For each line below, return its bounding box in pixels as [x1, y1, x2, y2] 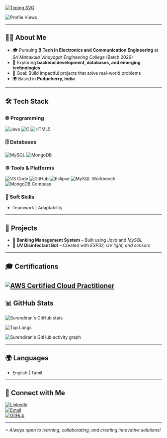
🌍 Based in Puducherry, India [12, 75, 75, 82]
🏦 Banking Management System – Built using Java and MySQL [12, 237, 143, 243]
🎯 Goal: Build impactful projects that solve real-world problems [12, 70, 141, 76]
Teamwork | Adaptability [12, 205, 63, 211]
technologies [12, 65, 41, 71]
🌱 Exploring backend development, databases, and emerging [12, 59, 141, 65]
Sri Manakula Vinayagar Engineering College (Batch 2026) [12, 54, 133, 60]
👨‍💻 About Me [5, 33, 47, 42]
